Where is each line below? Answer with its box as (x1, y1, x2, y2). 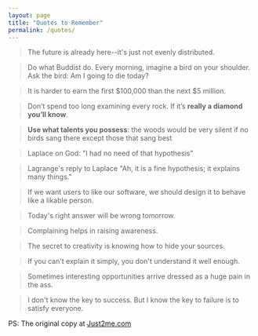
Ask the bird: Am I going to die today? (27, 71, 149, 81)
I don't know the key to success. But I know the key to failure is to (27, 295, 239, 305)
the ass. (27, 280, 53, 290)
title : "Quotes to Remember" (8, 19, 104, 27)
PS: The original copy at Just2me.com (8, 319, 132, 328)
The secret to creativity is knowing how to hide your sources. (27, 241, 225, 251)
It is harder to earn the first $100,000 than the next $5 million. (27, 86, 226, 96)
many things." (27, 172, 72, 181)
